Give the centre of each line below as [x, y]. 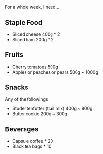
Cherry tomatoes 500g [35, 67]
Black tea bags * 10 [32, 146]
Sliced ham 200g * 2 [33, 39]
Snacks [17, 88]
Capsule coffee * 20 [32, 141]
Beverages [22, 129]
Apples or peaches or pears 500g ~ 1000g [55, 72]
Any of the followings [26, 99]
